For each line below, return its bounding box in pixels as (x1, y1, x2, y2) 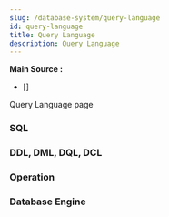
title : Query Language (9, 30, 95, 39)
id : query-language (9, 22, 84, 31)
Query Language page (9, 99, 94, 110)
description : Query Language (9, 38, 120, 48)
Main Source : (9, 64, 64, 75)
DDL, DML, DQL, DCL (9, 147, 103, 160)
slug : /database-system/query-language (9, 13, 161, 23)
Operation (9, 170, 55, 183)
